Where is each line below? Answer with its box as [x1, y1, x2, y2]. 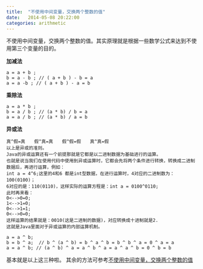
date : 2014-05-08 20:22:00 [6, 14, 80, 21]
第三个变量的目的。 [11, 45, 59, 52]
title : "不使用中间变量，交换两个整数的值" [6, 8, 106, 15]
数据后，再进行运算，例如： [6, 164, 65, 171]
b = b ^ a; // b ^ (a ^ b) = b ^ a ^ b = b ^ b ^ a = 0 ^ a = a [6, 239, 174, 246]
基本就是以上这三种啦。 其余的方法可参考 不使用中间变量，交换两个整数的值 [6, 256, 193, 264]
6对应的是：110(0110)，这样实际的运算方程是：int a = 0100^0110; [6, 183, 159, 190]
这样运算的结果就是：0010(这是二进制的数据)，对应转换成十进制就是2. [6, 218, 159, 224]
